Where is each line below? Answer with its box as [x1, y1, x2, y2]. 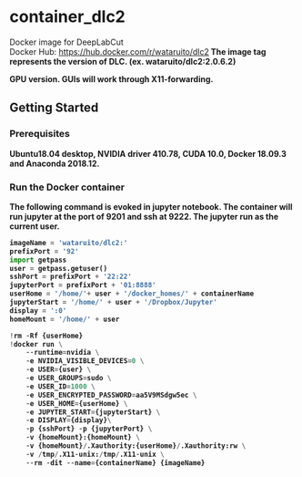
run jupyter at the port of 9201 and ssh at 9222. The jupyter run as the [9, 211, 279, 222]
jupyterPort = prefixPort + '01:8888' [9, 281, 156, 290]
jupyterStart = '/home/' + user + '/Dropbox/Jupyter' [9, 298, 218, 307]
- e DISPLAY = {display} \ [25, 416, 112, 425]
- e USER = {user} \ [25, 365, 92, 375]
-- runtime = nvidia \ [25, 348, 100, 358]
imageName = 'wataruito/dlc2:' [9, 238, 128, 247]
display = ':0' [9, 306, 67, 316]
